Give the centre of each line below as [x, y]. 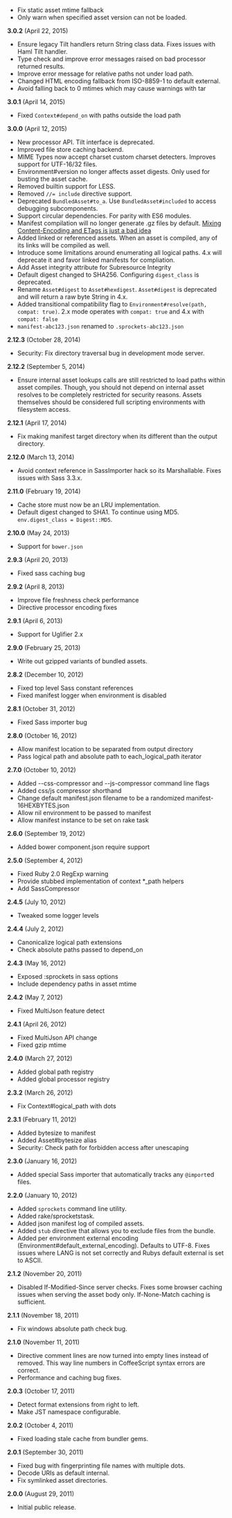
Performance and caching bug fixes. [69, 1378]
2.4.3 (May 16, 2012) [37, 963]
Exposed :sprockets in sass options [68, 976]
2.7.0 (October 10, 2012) [42, 770]
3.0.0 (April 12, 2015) [37, 129]
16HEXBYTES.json [43, 805]
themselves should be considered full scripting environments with [111, 402]
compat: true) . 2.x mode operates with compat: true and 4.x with [110, 312]
